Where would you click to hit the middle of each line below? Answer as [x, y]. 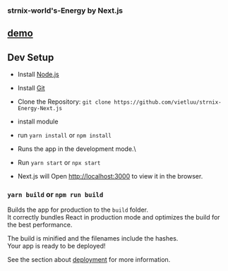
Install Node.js [38, 74]
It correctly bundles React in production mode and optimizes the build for [114, 217]
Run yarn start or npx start [59, 163]
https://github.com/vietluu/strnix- [168, 102]
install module [38, 121]
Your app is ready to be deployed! [56, 246]
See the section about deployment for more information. [89, 260]
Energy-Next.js [40, 109]
